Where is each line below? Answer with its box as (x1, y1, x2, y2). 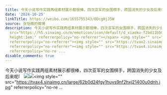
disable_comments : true (5, 53, 55, 58)
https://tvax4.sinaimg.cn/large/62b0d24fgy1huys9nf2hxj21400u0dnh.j (16, 79, 161, 85)
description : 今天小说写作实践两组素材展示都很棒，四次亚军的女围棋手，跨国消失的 (5, 26, 157, 31)
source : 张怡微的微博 (5, 21, 46, 26)
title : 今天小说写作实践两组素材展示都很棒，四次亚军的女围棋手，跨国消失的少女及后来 (5, 7, 162, 12)
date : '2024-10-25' (5, 12, 46, 17)
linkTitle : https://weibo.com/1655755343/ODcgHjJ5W (5, 16, 114, 21)
